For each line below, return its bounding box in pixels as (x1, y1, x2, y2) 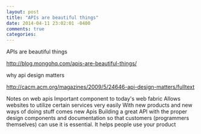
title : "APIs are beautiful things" (6, 15, 99, 21)
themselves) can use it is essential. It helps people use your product (6, 121, 176, 128)
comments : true (6, 25, 45, 32)
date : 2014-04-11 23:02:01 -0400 (6, 20, 91, 26)
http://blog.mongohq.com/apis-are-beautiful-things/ (6, 60, 137, 67)
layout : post (6, 8, 39, 15)
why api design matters (6, 72, 65, 79)
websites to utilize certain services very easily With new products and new (6, 101, 193, 109)
